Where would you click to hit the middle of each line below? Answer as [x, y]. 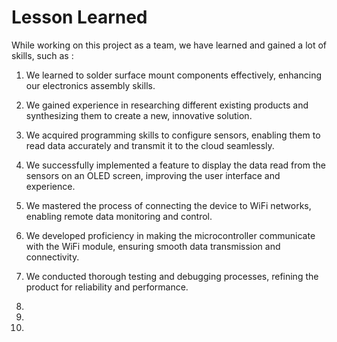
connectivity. [52, 257]
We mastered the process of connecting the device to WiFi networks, [168, 205]
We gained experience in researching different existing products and [167, 105]
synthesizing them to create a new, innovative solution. [139, 115]
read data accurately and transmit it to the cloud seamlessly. [150, 145]
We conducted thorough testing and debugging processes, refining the [172, 276]
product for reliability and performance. [107, 287]
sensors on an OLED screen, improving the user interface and [153, 175]
